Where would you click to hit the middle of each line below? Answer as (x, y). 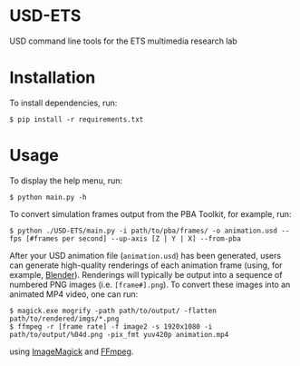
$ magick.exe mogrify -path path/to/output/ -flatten (113, 311)
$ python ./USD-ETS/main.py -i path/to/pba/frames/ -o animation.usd (144, 231)
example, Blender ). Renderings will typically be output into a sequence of (146, 274)
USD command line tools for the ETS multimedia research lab (123, 41)
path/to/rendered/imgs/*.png (64, 319)
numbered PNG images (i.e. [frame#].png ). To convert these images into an (150, 284)
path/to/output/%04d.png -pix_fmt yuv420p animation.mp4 (119, 334)
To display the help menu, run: (66, 180)
